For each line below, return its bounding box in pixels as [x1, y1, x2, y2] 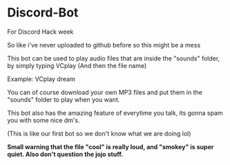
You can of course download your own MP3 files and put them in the [7, 88, 202, 96]
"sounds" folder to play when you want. [7, 95, 120, 104]
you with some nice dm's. [7, 115, 81, 124]
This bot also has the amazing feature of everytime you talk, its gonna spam [7, 109, 223, 117]
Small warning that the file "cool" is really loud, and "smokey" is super [7, 142, 214, 151]
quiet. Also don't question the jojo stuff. [7, 150, 124, 158]
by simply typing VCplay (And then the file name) [7, 61, 147, 69]
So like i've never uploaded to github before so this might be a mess [7, 41, 201, 49]
